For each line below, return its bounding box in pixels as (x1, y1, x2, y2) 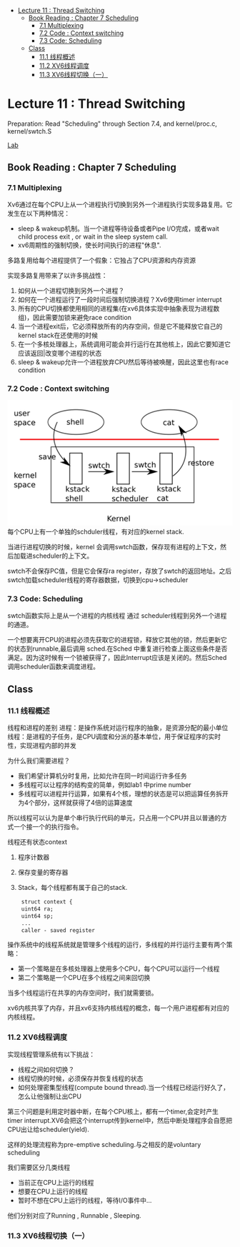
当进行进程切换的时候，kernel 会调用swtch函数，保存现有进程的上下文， (7, 543, 221, 551)
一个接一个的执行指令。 (13, 823, 83, 831)
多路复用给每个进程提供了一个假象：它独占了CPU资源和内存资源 (7, 256, 196, 264)
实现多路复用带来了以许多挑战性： (7, 271, 108, 279)
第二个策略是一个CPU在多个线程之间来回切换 (17, 973, 151, 982)
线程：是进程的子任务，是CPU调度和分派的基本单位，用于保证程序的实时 (7, 732, 221, 741)
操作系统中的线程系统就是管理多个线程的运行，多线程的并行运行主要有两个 (7, 941, 226, 949)
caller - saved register (21, 927, 95, 934)
